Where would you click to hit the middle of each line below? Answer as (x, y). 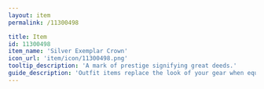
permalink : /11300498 (44, 23)
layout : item (29, 15)
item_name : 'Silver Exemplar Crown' (68, 52)
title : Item (27, 37)
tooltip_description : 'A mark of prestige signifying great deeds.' (123, 66)
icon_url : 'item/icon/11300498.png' (68, 59)
